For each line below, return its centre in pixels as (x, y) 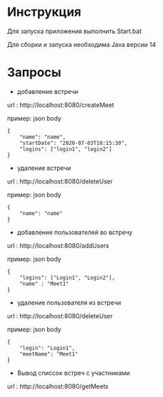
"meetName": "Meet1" (49, 354)
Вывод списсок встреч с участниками (74, 373)
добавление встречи (48, 91)
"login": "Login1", (47, 348)
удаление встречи (44, 168)
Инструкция (44, 12)
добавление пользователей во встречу (75, 232)
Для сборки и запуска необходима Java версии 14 (81, 44)
